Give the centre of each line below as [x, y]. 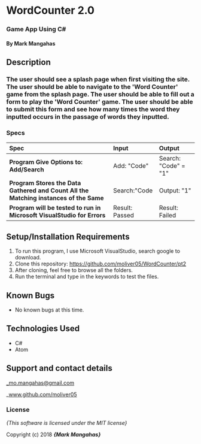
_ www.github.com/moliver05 [42, 394]
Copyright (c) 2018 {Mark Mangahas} [54, 434]
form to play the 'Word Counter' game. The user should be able [100, 102]
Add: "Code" [131, 166]
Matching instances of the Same [57, 198]
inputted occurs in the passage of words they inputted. [88, 117]
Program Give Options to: [46, 162]
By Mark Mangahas [31, 43]
